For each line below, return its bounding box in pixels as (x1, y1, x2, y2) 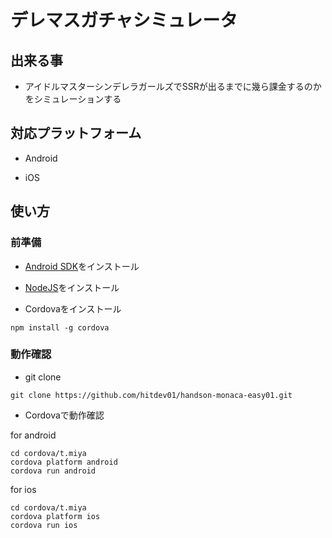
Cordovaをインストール (24, 302, 122, 315)
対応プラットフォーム (10, 125, 142, 142)
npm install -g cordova (10, 322, 110, 333)
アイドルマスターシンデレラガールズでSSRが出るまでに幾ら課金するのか (24, 81, 322, 92)
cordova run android (10, 466, 97, 476)
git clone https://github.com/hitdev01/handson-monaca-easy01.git (10, 390, 293, 400)
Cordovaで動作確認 (24, 409, 105, 421)
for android (10, 429, 57, 441)
